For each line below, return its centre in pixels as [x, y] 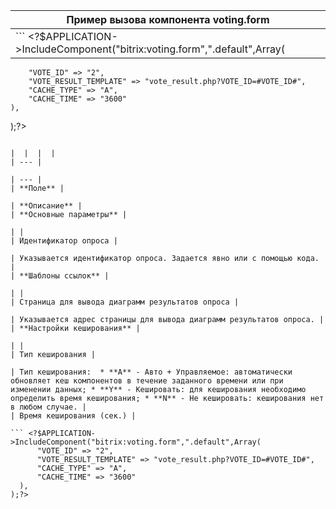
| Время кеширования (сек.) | [73, 416]
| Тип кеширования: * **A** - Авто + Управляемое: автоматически [151, 372]
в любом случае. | [48, 407]
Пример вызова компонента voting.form [168, 19]
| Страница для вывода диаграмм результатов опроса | [125, 302]
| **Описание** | [46, 206]
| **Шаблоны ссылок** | [60, 276]
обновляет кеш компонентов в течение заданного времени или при [147, 381]
